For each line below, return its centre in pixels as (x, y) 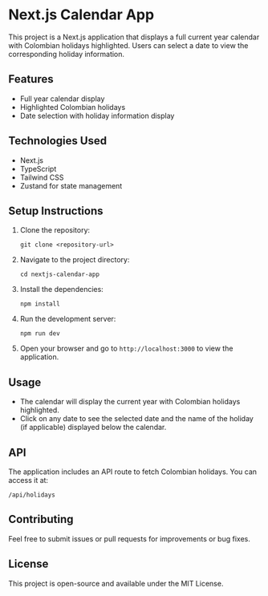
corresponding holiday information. (67, 54)
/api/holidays (32, 495)
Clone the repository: (55, 230)
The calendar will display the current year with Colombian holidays (130, 402)
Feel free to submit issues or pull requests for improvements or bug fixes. (129, 538)
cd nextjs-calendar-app (60, 274)
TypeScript (38, 168)
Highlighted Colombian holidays (73, 107)
